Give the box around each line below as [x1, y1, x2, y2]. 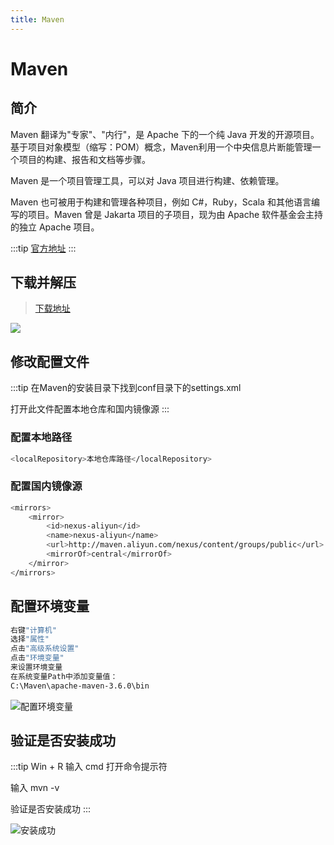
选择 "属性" [10, 634, 50, 645]
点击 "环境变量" [10, 653, 65, 663]
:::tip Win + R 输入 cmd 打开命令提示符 [10, 761, 168, 773]
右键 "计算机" [10, 625, 57, 635]
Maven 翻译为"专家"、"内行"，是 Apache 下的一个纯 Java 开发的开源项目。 [10, 128, 320, 140]
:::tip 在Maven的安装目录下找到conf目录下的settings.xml [10, 382, 242, 394]
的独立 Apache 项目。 [10, 221, 100, 233]
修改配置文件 [10, 353, 90, 370]
